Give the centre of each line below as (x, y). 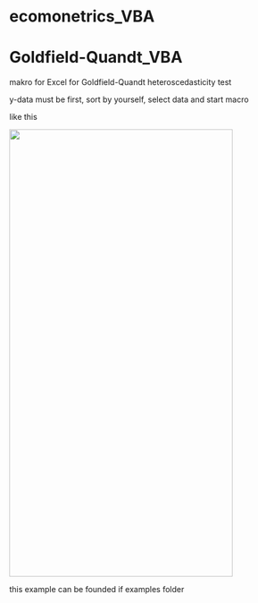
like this (23, 117)
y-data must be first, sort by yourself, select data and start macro (129, 99)
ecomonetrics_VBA (82, 17)
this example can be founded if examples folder (97, 590)
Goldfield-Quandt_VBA (96, 58)
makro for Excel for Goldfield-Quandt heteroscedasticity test (121, 82)
